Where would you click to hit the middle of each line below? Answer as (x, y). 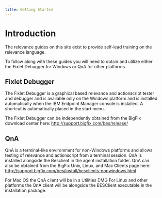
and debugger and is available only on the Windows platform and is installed (81, 99)
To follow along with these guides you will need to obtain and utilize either (79, 61)
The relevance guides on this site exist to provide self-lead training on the (79, 47)
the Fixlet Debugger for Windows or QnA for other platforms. (65, 66)
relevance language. (25, 52)
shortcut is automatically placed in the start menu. (55, 109)
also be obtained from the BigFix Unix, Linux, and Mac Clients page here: (78, 166)
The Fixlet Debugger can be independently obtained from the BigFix (73, 118)
